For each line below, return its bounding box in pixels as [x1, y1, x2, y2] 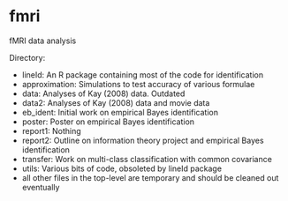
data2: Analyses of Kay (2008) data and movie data [21, 97, 210, 108]
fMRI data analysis [9, 35, 77, 46]
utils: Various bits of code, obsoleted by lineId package [21, 163, 223, 174]
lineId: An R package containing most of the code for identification [21, 69, 263, 80]
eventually [21, 182, 60, 192]
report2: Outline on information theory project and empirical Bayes [21, 135, 264, 145]
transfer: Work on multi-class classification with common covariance [21, 153, 272, 164]
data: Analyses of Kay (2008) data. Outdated [21, 88, 186, 99]
